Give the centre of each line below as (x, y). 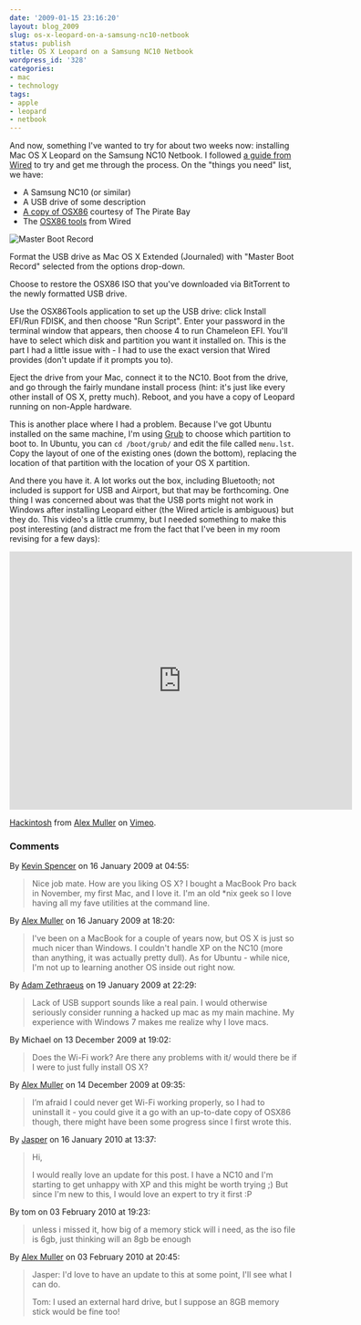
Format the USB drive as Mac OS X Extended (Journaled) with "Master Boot (152, 257)
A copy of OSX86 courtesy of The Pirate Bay (107, 212)
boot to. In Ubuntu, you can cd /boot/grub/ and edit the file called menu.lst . (152, 444)
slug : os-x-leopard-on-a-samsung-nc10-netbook (99, 35)
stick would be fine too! (76, 1312)
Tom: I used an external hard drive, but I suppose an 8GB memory (155, 1302)
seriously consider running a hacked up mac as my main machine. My (163, 1012)
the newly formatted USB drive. (68, 294)
